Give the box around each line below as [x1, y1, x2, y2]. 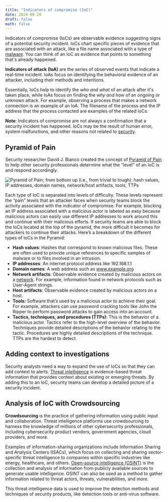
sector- [148, 449, 163, 455]
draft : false [5, 17, 33, 22]
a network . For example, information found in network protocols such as [12, 277, 162, 283]
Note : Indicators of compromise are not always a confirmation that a [5, 118, 146, 124]
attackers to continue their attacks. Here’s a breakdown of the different [5, 229, 151, 235]
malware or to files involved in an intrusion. [12, 255, 101, 262]
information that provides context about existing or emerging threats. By [5, 374, 154, 380]
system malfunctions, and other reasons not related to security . [5, 129, 136, 135]
